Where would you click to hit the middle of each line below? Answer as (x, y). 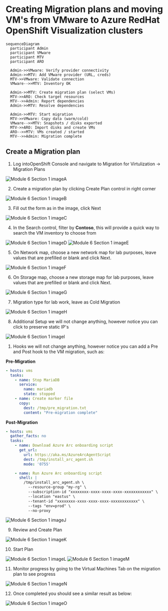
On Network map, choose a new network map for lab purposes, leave (84, 252)
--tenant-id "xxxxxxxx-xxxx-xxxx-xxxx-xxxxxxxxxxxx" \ (86, 501)
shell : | (28, 478)
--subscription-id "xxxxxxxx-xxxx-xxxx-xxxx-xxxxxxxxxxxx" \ (93, 492)
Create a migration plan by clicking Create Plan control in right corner (84, 188)
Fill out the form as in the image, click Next (57, 208)
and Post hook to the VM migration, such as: (58, 351)
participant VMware (30, 53)
